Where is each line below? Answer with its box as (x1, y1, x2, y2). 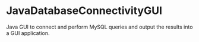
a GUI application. (6, 29, 50, 36)
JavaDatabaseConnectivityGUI (6, 4, 162, 17)
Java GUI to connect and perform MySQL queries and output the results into (6, 23, 193, 30)
